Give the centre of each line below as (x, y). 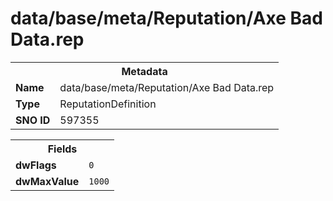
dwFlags (36, 165)
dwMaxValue (47, 181)
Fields (62, 149)
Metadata (144, 71)
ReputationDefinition (108, 104)
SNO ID (33, 120)
